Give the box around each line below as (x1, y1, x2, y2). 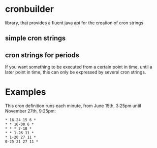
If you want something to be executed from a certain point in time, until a (5, 64, 153, 70)
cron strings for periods (5, 51, 80, 59)
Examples (5, 86, 46, 98)
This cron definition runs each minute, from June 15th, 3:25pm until (5, 103, 142, 109)
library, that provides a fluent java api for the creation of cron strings (5, 20, 144, 26)
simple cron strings (5, 34, 66, 42)
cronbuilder (5, 3, 54, 15)
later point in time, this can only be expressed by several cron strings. (5, 69, 146, 75)
